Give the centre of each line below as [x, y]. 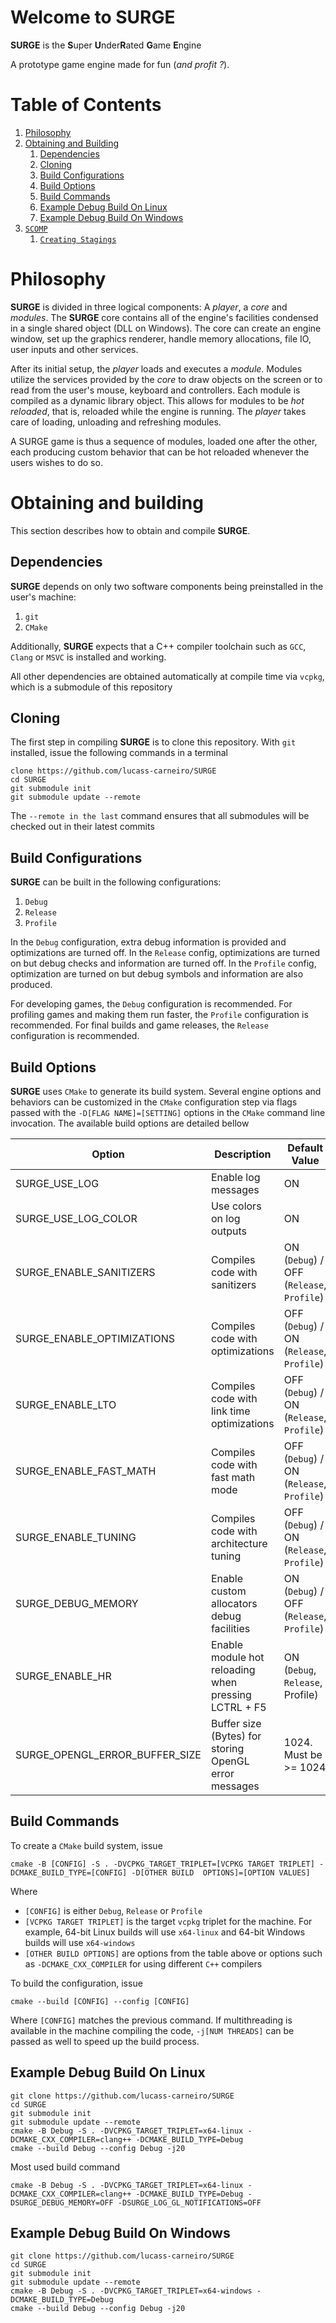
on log [225, 1218]
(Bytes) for [236, 1736]
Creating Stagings [78, 239]
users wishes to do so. [56, 462]
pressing [231, 1694]
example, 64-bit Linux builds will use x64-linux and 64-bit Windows [165, 1932]
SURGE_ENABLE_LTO [66, 1404]
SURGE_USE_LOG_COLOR [76, 1218]
